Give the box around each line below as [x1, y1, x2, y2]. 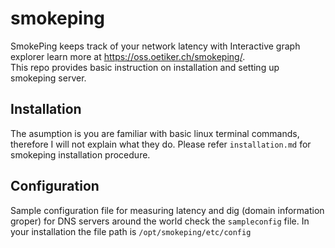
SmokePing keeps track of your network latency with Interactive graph [10, 40, 301, 52]
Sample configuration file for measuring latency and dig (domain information [10, 204, 325, 216]
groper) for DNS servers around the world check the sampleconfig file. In [10, 215, 310, 227]
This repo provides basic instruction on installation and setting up [10, 61, 280, 73]
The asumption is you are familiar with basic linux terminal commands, [10, 127, 300, 139]
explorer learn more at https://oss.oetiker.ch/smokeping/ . [10, 50, 246, 62]
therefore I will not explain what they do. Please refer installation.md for [10, 138, 312, 150]
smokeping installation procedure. [10, 148, 151, 161]
